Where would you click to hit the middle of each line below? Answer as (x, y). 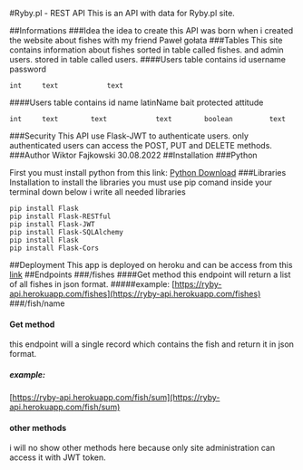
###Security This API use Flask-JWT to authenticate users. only (129, 136)
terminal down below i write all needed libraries (98, 192)
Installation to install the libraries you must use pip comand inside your (141, 182)
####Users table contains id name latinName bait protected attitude (137, 102)
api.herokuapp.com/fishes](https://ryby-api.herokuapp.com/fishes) (135, 294)
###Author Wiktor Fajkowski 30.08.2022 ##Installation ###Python (133, 155)
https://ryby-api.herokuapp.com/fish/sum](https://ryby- (116, 398)
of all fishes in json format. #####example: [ (92, 284)
